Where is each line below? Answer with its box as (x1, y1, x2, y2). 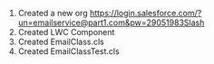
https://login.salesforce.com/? (89, 8, 202, 18)
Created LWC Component (17, 27, 115, 37)
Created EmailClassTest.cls (17, 46, 120, 57)
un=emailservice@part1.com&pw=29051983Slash (17, 17, 205, 28)
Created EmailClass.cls (17, 36, 104, 47)
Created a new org (17, 8, 88, 18)
